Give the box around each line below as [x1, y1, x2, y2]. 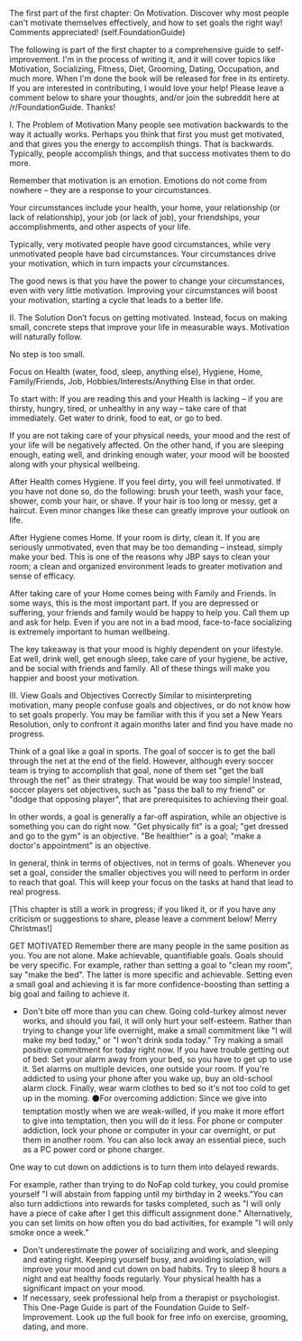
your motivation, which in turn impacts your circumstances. [9, 258, 230, 269]
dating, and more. [22, 1321, 88, 1332]
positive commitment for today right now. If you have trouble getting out [22, 1044, 289, 1055]
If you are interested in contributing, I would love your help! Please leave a [9, 83, 284, 93]
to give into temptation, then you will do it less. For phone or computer [22, 1115, 284, 1126]
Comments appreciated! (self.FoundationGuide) [9, 27, 186, 37]
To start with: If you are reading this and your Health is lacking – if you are [9, 393, 284, 404]
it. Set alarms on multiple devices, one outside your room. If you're [22, 1064, 270, 1074]
